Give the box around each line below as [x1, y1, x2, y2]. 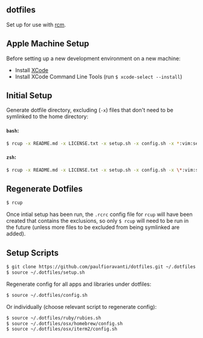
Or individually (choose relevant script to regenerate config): [6, 303, 157, 310]
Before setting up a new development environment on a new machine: [6, 55, 181, 62]
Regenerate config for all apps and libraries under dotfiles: [6, 280, 152, 288]
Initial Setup [6, 90, 53, 101]
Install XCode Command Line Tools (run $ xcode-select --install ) [14, 73, 182, 80]
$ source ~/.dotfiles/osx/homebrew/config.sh [6, 320, 123, 326]
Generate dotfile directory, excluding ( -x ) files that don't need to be [6, 106, 174, 114]
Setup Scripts [6, 248, 59, 258]
